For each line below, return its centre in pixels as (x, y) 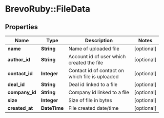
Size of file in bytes (90, 100)
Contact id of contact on (96, 70)
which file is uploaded (93, 76)
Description (99, 41)
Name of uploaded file (94, 49)
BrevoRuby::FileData (48, 9)
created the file (86, 63)
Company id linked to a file (99, 92)
